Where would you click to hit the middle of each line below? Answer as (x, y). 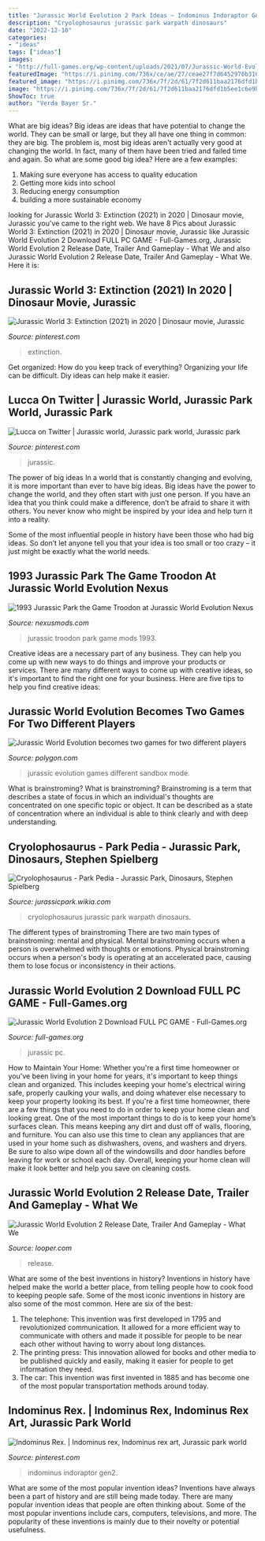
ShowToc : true (32, 96)
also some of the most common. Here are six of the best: (101, 1303)
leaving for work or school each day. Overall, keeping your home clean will (129, 1160)
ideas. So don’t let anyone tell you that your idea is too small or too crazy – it (132, 543)
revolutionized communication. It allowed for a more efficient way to (130, 1327)
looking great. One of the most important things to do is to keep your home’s (132, 1118)
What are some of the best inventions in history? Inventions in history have (129, 1279)
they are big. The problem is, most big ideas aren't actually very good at (125, 143)
